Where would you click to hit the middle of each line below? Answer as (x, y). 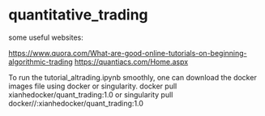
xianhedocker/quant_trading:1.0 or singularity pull (91, 94)
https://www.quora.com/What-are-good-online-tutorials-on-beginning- (128, 53)
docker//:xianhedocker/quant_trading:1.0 (76, 103)
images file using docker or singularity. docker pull (93, 86)
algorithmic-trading (41, 62)
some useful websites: (46, 37)
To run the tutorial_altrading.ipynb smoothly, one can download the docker (132, 77)
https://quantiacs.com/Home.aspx (131, 62)
